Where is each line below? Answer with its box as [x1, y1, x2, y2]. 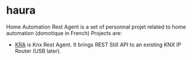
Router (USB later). [14, 47, 61, 54]
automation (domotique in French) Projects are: [6, 29, 122, 36]
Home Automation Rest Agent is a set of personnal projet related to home [6, 23, 186, 30]
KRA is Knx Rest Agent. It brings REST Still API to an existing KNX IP [14, 41, 182, 48]
